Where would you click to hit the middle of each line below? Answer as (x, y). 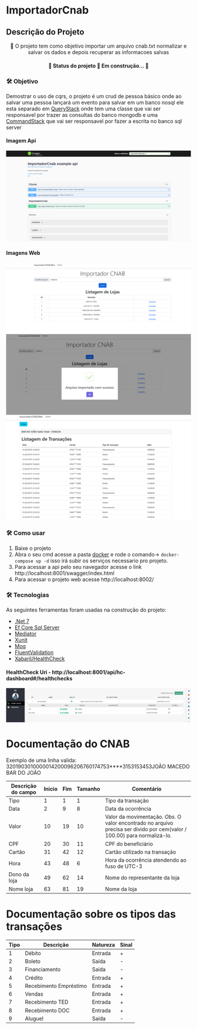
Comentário (147, 789)
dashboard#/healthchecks (39, 678)
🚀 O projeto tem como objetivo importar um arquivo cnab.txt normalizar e (98, 46)
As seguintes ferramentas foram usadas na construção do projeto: (86, 610)
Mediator (26, 633)
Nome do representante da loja (142, 878)
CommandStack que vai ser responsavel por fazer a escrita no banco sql (94, 121)
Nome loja (21, 889)
